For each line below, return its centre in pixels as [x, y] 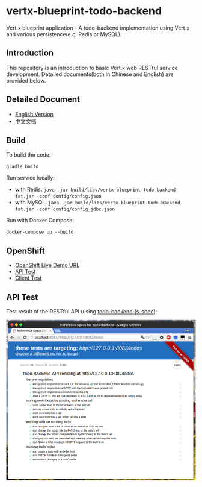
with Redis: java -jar [41, 190]
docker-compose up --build [40, 232]
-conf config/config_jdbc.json [76, 209]
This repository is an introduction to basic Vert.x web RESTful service [92, 68]
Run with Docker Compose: [40, 221]
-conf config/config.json [69, 196]
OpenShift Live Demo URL [47, 265]
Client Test [28, 278]
